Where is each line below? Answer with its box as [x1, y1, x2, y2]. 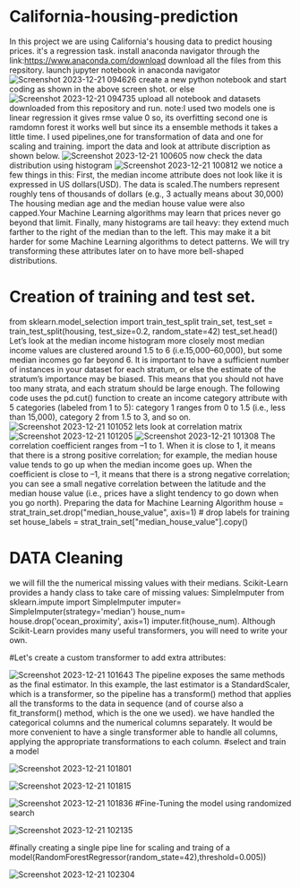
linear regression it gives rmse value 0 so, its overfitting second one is [9, 112, 269, 123]
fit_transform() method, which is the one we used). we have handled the [9, 707, 275, 718]
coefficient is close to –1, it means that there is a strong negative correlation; [9, 468, 291, 479]
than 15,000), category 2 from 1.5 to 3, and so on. [9, 411, 191, 422]
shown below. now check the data [9, 150, 262, 161]
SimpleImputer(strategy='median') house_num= [9, 605, 186, 616]
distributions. [9, 255, 58, 266]
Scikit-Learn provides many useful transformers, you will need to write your [9, 625, 288, 636]
